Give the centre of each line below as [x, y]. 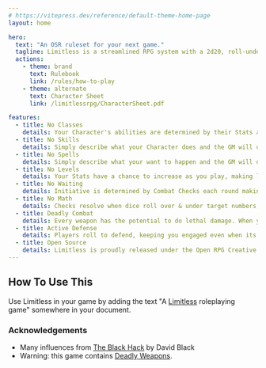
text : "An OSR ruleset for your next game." [90, 44]
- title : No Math [44, 199]
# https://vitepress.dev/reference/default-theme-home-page [110, 15]
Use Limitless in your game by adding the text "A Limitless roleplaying [122, 301]
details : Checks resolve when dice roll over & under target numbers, [141, 206]
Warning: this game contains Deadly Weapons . [96, 355]
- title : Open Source [51, 243]
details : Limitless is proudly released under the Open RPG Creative [140, 250]
